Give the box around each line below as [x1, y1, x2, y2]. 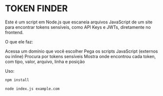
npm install [5, 77, 29, 82]
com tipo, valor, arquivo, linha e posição [5, 58, 85, 64]
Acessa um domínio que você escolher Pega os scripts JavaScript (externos [5, 48, 158, 54]
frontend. [5, 29, 24, 35]
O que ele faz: [5, 38, 33, 44]
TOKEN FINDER [5, 3, 68, 14]
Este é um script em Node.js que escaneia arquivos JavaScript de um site [5, 19, 153, 25]
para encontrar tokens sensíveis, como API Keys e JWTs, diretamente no [5, 24, 151, 30]
